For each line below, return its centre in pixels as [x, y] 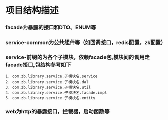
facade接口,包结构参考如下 [38, 65]
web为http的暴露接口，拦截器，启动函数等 [57, 112]
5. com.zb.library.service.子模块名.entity [50, 98]
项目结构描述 [32, 10]
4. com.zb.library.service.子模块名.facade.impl [56, 93]
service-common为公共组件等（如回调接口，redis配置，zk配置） [86, 43]
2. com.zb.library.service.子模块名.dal [47, 82]
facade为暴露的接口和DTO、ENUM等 [51, 27]
